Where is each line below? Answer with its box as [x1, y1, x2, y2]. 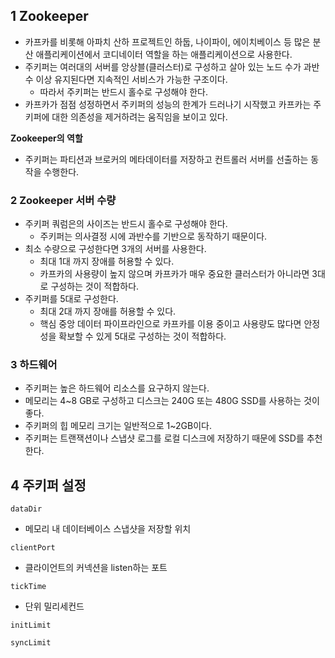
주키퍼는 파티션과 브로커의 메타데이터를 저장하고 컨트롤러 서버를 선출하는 [24, 153, 309, 165]
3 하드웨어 [10, 358, 58, 372]
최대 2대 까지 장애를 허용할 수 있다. [39, 305, 177, 318]
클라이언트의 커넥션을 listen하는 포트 [24, 562, 168, 574]
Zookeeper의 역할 [10, 132, 83, 144]
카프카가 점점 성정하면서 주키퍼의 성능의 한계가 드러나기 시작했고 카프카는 [24, 98, 312, 110]
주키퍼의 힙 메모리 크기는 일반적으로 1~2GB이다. [24, 420, 212, 432]
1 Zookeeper [10, 8, 89, 25]
